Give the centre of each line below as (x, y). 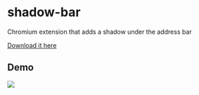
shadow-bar (44, 12)
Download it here (32, 45)
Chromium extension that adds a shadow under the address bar (99, 32)
